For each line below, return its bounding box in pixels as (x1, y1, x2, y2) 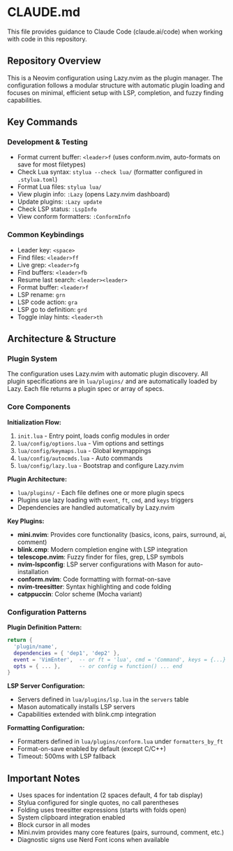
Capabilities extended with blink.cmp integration (17, 710, 156, 719)
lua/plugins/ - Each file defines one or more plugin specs (17, 488, 185, 496)
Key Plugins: (7, 517, 45, 525)
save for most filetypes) (17, 160, 86, 169)
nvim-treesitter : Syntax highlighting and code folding (17, 582, 172, 591)
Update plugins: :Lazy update (17, 197, 103, 206)
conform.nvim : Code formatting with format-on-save (17, 575, 171, 583)
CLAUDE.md (7, 4, 81, 20)
